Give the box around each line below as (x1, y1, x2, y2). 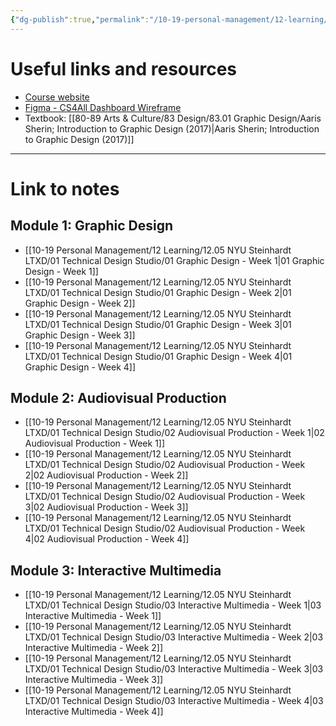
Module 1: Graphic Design (10, 217, 173, 235)
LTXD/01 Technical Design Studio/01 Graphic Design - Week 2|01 (24, 286, 292, 298)
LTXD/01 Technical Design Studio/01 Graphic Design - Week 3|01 (24, 318, 292, 330)
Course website (24, 91, 90, 103)
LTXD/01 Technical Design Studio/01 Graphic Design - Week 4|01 (24, 350, 293, 362)
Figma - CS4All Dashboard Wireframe (24, 101, 182, 113)
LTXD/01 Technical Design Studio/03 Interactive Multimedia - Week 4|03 (24, 695, 324, 707)
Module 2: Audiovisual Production (10, 389, 227, 406)
